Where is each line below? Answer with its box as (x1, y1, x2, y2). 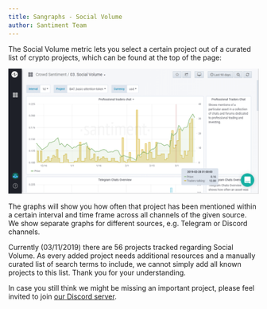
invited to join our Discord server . (8, 291, 117, 301)
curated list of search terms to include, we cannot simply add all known (8, 260, 242, 268)
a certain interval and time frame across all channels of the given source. (8, 210, 247, 219)
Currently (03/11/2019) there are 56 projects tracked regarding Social (8, 243, 234, 252)
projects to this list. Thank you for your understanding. (8, 268, 187, 277)
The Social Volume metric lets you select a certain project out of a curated (8, 44, 252, 53)
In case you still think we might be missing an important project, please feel (8, 284, 255, 292)
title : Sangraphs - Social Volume (8, 13, 123, 21)
